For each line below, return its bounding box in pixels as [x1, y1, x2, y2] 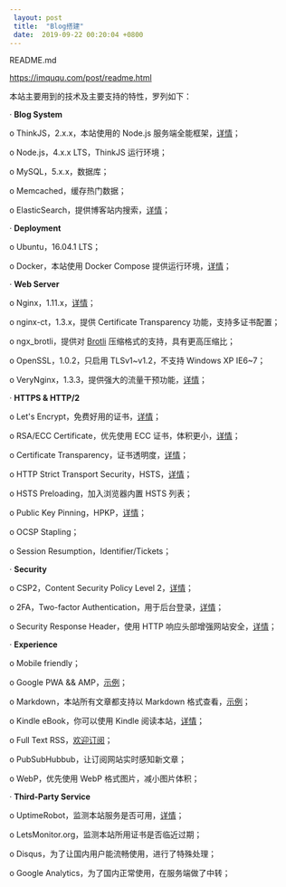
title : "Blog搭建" [13, 22, 84, 31]
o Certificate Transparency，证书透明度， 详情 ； [9, 450, 188, 461]
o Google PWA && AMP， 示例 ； [9, 677, 129, 688]
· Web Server [9, 279, 60, 290]
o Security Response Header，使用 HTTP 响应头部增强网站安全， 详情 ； [9, 621, 278, 632]
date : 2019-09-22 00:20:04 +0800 [13, 30, 144, 39]
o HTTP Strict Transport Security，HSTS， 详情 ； [9, 469, 193, 480]
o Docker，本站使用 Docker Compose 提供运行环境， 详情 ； [9, 261, 233, 272]
